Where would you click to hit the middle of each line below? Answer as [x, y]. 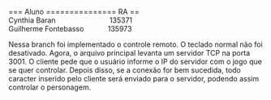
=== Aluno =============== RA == [74, 12]
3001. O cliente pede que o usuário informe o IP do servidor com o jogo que [135, 61]
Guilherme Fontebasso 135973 [70, 29]
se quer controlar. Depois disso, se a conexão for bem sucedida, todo [125, 70]
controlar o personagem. [50, 87]
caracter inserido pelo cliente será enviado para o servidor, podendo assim [134, 79]
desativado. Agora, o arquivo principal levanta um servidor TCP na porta [129, 53]
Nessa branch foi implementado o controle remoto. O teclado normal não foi [136, 44]
